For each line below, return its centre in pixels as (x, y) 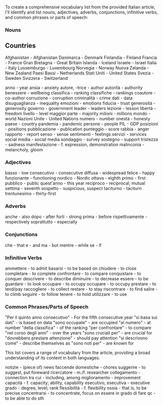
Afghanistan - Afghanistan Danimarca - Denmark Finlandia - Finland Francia (81, 57)
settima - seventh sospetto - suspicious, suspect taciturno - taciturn (73, 188)
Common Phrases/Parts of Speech (47, 307)
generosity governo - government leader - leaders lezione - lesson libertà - (81, 108)
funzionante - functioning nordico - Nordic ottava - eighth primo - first (75, 178)
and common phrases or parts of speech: (47, 17)
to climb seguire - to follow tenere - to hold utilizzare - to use (66, 294)
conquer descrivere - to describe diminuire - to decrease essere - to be (77, 278)
